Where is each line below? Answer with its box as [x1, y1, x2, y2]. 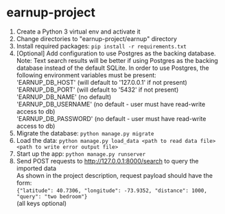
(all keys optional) [16, 199, 67, 207]
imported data [16, 164, 56, 172]
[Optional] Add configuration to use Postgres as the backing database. [16, 49, 217, 57]
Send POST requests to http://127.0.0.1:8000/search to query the [16, 157, 199, 165]
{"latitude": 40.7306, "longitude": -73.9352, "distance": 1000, [16, 187, 207, 194]
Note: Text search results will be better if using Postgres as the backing [16, 56, 219, 64]
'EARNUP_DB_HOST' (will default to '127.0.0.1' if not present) [16, 78, 188, 86]
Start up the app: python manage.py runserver [16, 149, 146, 158]
